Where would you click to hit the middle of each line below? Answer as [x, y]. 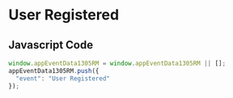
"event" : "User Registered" [63, 79]
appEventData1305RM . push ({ [54, 70]
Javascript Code [51, 45]
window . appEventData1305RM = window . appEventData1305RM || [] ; [117, 63]
